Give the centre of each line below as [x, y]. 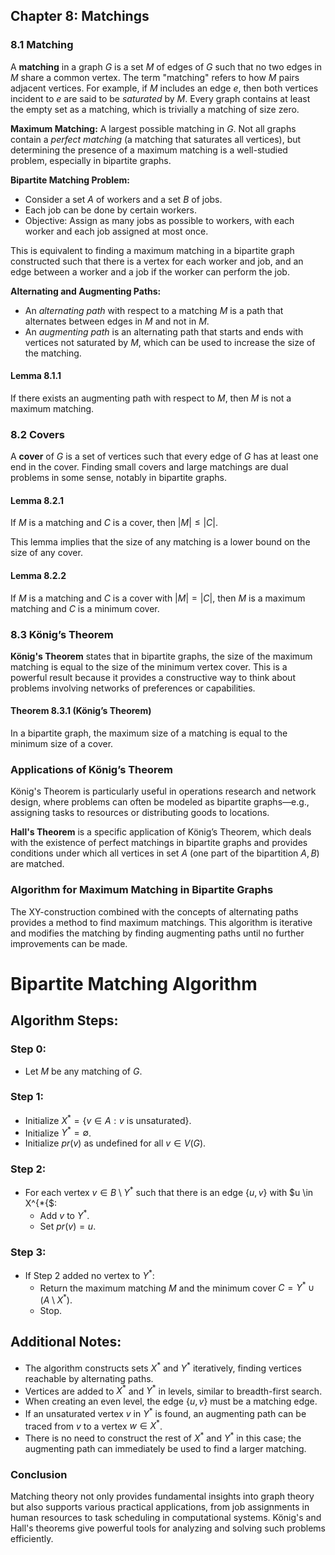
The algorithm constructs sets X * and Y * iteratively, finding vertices [163, 1367]
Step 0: [28, 1049]
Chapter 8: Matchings [80, 16]
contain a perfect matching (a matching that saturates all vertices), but [156, 139]
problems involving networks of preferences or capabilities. [133, 688]
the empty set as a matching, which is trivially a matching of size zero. [155, 109]
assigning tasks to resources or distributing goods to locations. [140, 813]
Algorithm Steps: [64, 1020]
